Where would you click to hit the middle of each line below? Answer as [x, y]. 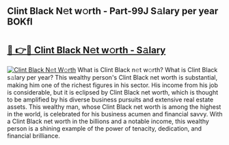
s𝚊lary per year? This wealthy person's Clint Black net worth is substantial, [112, 77]
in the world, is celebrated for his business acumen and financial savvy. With [115, 114]
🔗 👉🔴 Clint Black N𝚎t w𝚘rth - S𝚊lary [86, 50]
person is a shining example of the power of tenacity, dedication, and [105, 128]
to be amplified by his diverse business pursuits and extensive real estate [110, 99]
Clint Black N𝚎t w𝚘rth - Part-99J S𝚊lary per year [113, 11]
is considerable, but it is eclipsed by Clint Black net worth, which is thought [113, 92]
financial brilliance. [33, 136]
